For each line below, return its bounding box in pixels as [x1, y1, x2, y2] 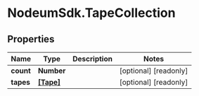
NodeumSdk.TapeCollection [7, 5, 176, 21]
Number [37, 66, 66, 76]
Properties [7, 33, 55, 45]
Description [72, 54, 113, 64]
